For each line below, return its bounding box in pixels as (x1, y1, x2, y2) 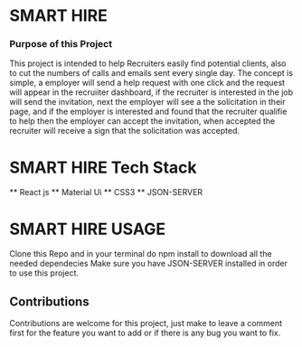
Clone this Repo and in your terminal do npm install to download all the (9, 249, 273, 259)
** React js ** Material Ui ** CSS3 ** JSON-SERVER (9, 187, 203, 198)
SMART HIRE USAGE (9, 219, 165, 239)
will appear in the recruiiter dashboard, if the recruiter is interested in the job (9, 87, 294, 98)
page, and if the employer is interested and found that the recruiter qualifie (9, 106, 288, 117)
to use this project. (9, 267, 80, 278)
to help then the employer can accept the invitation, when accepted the (9, 116, 276, 127)
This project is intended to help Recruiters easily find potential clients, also (9, 58, 287, 69)
